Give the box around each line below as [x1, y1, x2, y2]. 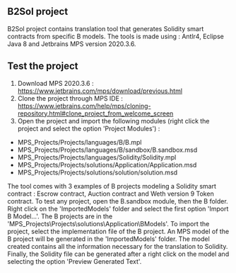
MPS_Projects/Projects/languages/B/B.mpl [17, 138, 142, 146]
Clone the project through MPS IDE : [17, 94, 124, 102]
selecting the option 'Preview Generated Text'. [7, 257, 142, 265]
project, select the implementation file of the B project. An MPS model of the [7, 227, 230, 235]
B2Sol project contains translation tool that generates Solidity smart [7, 24, 204, 33]
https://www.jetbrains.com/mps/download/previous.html [17, 87, 182, 95]
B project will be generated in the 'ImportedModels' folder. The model [7, 234, 210, 243]
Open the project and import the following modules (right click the [17, 116, 210, 125]
